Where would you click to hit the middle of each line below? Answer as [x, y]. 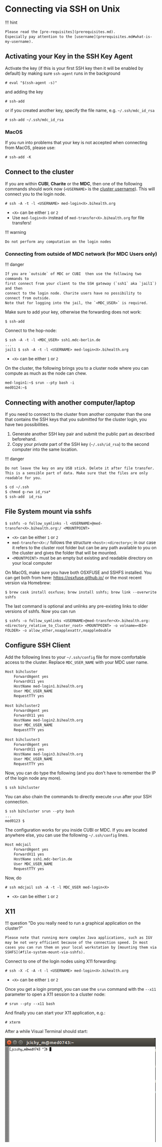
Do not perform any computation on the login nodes [58, 242]
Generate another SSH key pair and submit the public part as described [83, 434]
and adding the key [24, 92]
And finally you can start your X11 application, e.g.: [55, 1013]
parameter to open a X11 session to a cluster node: [55, 994]
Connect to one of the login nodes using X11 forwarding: [61, 961]
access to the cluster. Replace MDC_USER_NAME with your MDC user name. [77, 662]
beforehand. [24, 439]
